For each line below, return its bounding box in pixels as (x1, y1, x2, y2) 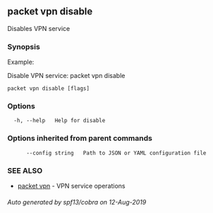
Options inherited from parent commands (7, 134, 153, 143)
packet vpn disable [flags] (7, 85, 90, 92)
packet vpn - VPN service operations (17, 182, 126, 190)
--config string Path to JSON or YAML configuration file (25, 149, 207, 157)
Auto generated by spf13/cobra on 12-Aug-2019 (7, 198, 147, 206)
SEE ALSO (7, 165, 43, 175)
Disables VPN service (7, 24, 71, 32)
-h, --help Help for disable (13, 117, 106, 124)
